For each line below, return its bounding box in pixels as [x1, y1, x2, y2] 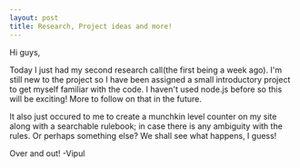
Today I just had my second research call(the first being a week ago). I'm [9, 64, 283, 75]
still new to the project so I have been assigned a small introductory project [9, 74, 291, 84]
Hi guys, [9, 46, 41, 57]
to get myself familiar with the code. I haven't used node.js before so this [9, 84, 283, 94]
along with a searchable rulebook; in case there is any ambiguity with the [9, 120, 284, 132]
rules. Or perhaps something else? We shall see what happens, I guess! [9, 130, 277, 141]
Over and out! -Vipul [9, 147, 85, 159]
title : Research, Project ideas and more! [9, 22, 173, 31]
